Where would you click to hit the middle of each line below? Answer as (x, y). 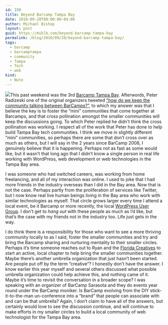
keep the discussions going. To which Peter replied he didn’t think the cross (83, 122)
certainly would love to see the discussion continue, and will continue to (79, 306)
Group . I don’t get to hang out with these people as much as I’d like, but (79, 211)
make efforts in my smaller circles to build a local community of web (76, 311)
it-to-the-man (19, 296)
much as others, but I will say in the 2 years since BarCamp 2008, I (74, 143)
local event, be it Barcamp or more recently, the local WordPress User (77, 206)
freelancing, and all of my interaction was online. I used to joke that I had (80, 179)
